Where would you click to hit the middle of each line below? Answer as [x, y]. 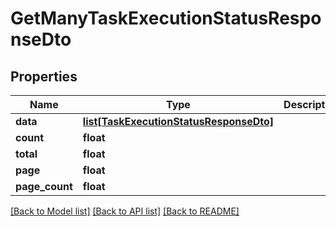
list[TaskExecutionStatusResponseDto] [178, 121]
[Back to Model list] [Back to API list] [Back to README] [125, 211]
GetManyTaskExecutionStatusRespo [166, 18]
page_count [44, 186]
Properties [44, 76]
